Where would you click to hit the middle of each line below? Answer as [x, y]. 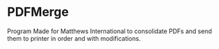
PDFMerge [38, 12]
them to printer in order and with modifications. [74, 38]
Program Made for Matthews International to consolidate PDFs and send [109, 31]
